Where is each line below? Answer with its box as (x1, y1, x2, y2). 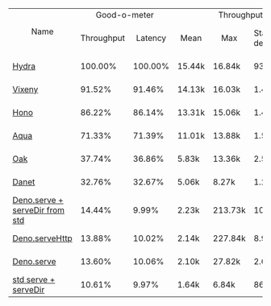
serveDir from (12, 205, 65, 216)
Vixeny (12, 84, 39, 95)
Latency (135, 32, 167, 43)
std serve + (12, 274, 56, 285)
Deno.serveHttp (12, 233, 73, 244)
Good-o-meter (95, 10, 155, 20)
